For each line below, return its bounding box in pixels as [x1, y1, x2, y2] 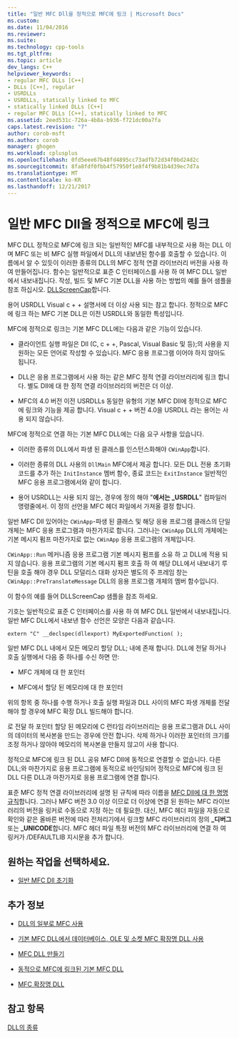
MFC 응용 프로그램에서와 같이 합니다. [17, 478, 122, 487]
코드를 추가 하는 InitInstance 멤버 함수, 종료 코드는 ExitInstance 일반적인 [17, 469, 228, 478]
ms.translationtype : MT [7, 169, 78, 177]
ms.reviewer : [7, 30, 46, 38]
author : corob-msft [7, 130, 66, 137]
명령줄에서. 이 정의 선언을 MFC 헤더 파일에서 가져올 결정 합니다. [17, 502, 195, 511]
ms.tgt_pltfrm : [7, 51, 53, 58]
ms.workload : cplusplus [7, 150, 78, 157]
